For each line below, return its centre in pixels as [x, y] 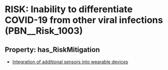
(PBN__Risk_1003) [44, 31]
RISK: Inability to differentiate [69, 9]
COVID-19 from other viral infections [84, 20]
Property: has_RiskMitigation [52, 49]
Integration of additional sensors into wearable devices [70, 62]
